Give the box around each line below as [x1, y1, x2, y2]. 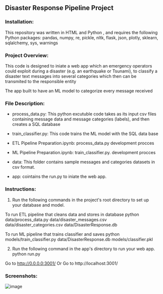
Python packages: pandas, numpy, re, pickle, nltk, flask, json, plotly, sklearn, [5, 35, 159, 40]
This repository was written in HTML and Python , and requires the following [5, 29, 158, 35]
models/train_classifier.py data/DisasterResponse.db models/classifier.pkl [5, 236, 153, 242]
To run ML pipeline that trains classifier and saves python [5, 231, 120, 237]
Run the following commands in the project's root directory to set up [12, 197, 149, 203]
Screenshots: [5, 272, 38, 279]
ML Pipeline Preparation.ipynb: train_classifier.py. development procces [12, 150, 156, 156]
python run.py [12, 251, 40, 257]
